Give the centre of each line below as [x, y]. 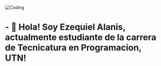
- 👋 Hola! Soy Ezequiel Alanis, [65, 27]
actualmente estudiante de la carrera [81, 38]
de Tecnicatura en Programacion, [73, 48]
